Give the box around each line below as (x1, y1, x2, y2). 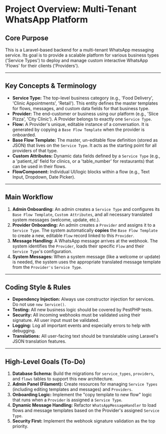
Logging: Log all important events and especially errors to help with (12, 322, 151, 328)
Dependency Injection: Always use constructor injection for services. (12, 296, 155, 302)
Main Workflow (5, 193, 53, 201)
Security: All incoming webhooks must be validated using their (12, 312, 141, 318)
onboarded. (12, 131, 36, 137)
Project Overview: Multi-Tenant (5, 3, 137, 15)
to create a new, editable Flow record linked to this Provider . (12, 232, 134, 239)
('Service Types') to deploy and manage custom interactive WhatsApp (5, 58, 148, 63)
